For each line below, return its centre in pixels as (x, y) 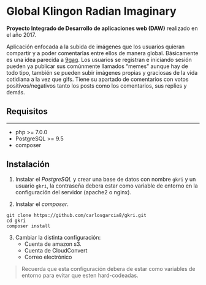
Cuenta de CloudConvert (56, 250)
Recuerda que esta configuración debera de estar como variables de (108, 268)
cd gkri (16, 221)
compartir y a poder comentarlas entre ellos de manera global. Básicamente (102, 53)
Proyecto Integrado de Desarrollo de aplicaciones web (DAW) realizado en (102, 28)
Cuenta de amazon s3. (53, 244)
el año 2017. (21, 34)
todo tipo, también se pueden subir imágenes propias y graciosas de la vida (102, 72)
